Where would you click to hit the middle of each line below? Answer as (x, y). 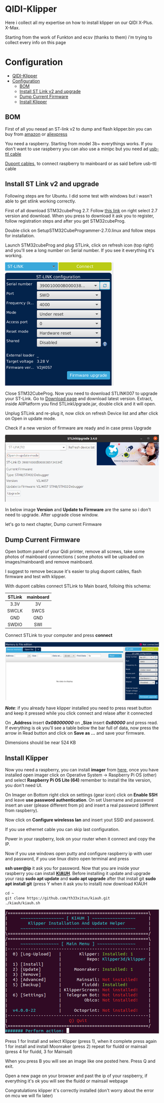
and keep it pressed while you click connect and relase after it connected (79, 713)
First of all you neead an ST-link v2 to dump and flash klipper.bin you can (79, 129)
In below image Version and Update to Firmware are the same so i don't (78, 510)
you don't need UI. (24, 786)
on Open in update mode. (31, 418)
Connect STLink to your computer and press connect (59, 635)
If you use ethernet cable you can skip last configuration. (62, 830)
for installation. (20, 235)
